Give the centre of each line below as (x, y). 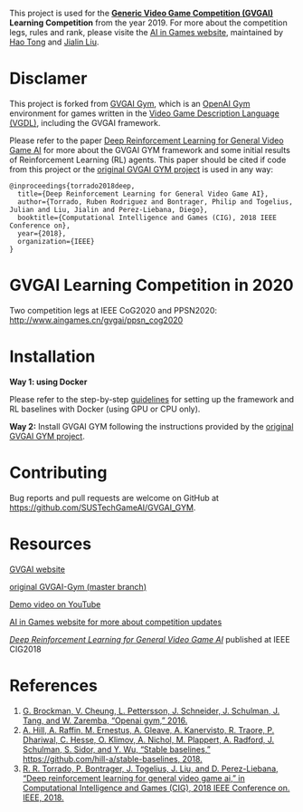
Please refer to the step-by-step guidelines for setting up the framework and (152, 399)
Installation (52, 357)
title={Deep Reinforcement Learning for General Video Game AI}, (143, 194)
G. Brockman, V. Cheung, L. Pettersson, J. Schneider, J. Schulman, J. (151, 710)
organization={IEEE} (56, 241)
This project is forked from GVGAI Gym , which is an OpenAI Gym (130, 103)
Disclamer (48, 78)
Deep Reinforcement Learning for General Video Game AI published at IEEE (150, 639)
